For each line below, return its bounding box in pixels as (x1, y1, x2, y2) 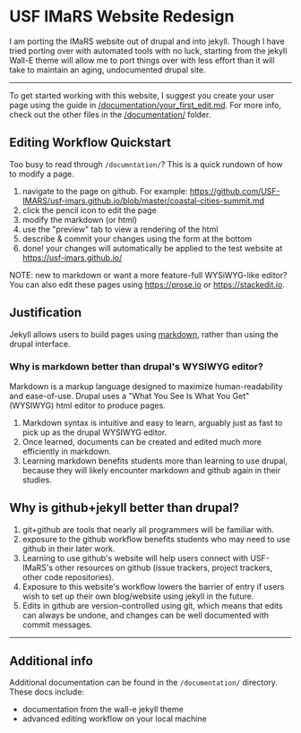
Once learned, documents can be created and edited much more (21, 436, 262, 447)
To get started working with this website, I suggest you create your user (9, 89, 275, 100)
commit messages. (21, 619, 92, 630)
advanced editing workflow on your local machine (21, 713, 208, 724)
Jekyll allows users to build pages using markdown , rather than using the (9, 328, 279, 339)
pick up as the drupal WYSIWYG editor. (21, 427, 168, 438)
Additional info (9, 653, 94, 669)
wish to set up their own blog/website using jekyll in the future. (21, 591, 254, 601)
